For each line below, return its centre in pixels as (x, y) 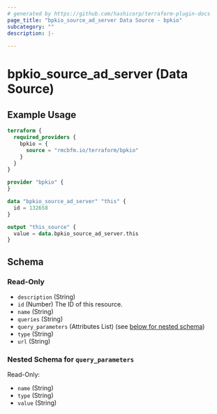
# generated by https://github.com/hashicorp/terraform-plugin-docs (109, 14)
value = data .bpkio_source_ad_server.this (76, 234)
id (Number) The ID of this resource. (70, 304)
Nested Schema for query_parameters (71, 359)
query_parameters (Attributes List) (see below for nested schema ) (111, 326)
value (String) (37, 403)
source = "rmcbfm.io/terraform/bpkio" (82, 150)
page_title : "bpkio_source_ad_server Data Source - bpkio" (95, 20)
